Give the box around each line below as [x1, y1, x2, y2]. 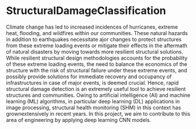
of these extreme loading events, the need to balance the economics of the [6, 60, 187, 68]
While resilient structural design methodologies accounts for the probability [6, 54, 188, 61]
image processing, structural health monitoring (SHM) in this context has [6, 104, 181, 111]
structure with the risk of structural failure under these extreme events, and [6, 67, 187, 74]
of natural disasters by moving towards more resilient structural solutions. [6, 48, 184, 55]
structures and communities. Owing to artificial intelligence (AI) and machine [6, 92, 191, 99]
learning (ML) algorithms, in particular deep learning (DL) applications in [6, 97, 180, 104]
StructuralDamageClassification [6, 4, 167, 18]
